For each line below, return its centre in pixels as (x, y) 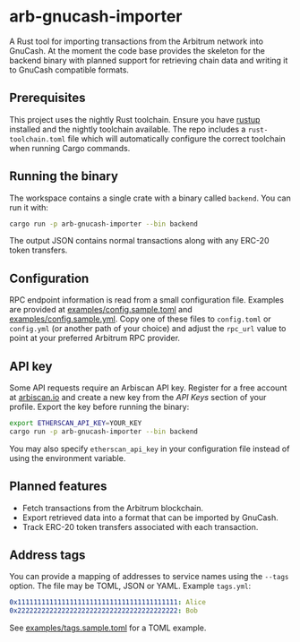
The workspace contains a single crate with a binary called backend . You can (150, 198)
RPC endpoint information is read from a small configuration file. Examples (147, 300)
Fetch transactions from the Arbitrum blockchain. (113, 508)
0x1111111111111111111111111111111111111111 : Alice (107, 603)
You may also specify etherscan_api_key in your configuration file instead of (150, 449)
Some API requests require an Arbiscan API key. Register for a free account (148, 388)
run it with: (29, 207)
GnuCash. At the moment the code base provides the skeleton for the (137, 50)
